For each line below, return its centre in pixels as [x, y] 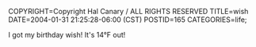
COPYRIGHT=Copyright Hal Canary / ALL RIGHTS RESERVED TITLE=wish [128, 11]
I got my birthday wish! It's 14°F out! [67, 35]
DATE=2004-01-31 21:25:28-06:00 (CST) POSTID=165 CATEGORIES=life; [128, 20]
